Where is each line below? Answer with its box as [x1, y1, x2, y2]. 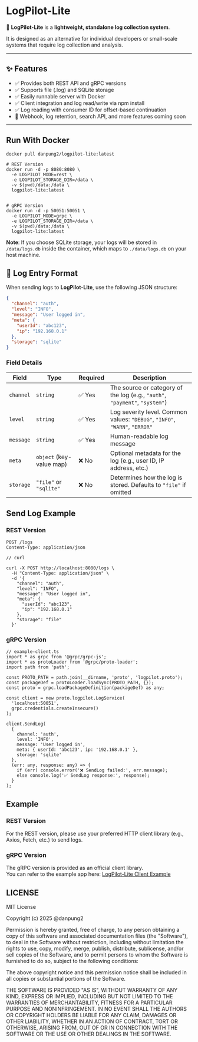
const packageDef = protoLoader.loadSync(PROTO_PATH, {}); [6, 680, 154, 686]
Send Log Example [6, 508, 76, 518]
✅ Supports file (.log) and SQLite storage [14, 86, 114, 93]
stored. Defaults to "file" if [110, 481, 187, 489]
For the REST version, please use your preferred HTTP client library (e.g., [6, 830, 184, 837]
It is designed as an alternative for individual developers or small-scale [6, 35, 178, 42]
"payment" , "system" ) [110, 398, 167, 407]
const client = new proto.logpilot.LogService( [6, 695, 126, 701]
